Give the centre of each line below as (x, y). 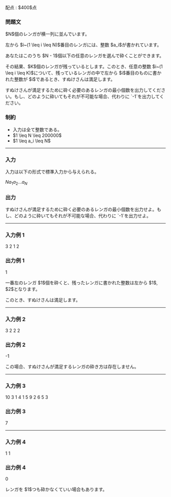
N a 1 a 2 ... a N (17, 182)
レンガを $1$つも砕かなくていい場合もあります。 (56, 489)
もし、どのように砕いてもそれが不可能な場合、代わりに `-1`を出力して (87, 96)
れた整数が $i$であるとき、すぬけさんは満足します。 (60, 79)
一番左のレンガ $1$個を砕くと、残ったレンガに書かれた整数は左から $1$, (81, 283)
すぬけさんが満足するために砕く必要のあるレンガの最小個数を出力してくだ (83, 90)
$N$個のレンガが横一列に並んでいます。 (48, 34)
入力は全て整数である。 (37, 130)
